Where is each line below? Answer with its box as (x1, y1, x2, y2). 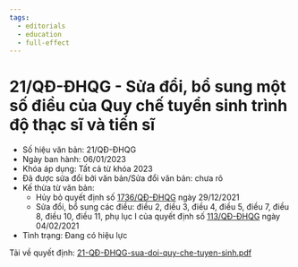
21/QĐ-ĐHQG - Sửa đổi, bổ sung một (9, 77, 286, 97)
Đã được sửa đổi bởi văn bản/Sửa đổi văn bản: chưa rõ (21, 173, 224, 184)
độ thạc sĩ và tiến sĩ (9, 115, 155, 135)
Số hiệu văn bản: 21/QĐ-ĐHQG (21, 144, 137, 155)
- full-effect (17, 38, 70, 47)
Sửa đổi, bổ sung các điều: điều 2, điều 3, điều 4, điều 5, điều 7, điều (35, 202, 289, 212)
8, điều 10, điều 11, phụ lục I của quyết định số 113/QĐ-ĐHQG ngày (35, 211, 280, 222)
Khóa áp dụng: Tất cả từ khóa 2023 (21, 163, 154, 175)
